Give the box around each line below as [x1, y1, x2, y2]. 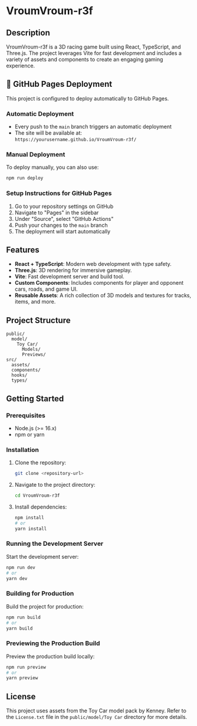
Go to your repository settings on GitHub [14, 203, 114, 210]
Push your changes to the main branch [14, 222, 108, 229]
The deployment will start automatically [14, 227, 111, 235]
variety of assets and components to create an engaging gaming [6, 56, 163, 63]
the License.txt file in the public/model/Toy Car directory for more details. [6, 714, 188, 721]
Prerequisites [6, 411, 45, 419]
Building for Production [6, 590, 74, 598]
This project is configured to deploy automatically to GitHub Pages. [6, 95, 169, 102]
